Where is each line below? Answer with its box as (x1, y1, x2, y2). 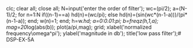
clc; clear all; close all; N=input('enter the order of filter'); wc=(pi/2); (6, 5, 172, 12)
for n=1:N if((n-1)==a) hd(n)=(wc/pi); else (18, 11, 118, 18)
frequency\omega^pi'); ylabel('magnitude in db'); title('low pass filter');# (6, 30, 182, 37)
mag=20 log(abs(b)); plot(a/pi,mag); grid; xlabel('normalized (6, 23, 152, 30)
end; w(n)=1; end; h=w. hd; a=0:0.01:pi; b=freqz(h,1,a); (27, 18, 159, 24)
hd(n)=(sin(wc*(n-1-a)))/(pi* (119, 11, 188, 18)
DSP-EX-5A (6, 36, 34, 43)
